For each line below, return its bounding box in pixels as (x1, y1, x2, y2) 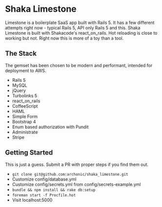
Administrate (12, 129, 38, 135)
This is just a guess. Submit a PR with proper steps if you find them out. (5, 161, 149, 167)
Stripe (12, 134, 24, 140)
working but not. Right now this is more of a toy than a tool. (5, 35, 124, 41)
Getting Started (5, 148, 53, 157)
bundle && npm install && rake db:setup (12, 187, 96, 192)
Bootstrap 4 (12, 118, 36, 124)
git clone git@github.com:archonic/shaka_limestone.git (12, 172, 128, 177)
